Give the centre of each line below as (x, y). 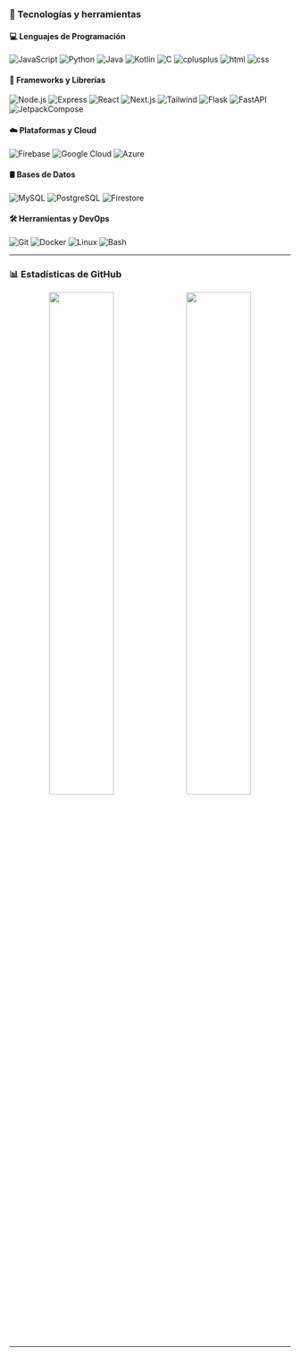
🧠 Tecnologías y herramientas (75, 14)
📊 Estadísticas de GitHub (66, 274)
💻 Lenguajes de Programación (67, 36)
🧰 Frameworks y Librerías (58, 80)
